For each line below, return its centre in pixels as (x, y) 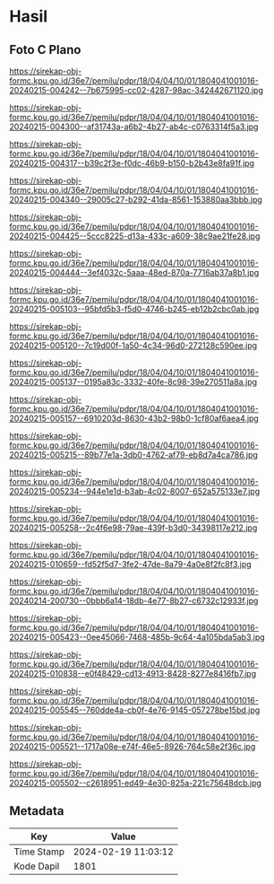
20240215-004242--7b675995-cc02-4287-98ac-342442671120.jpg (137, 90)
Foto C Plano (45, 50)
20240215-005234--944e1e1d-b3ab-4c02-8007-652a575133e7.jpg (135, 491)
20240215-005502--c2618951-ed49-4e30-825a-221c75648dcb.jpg (136, 783)
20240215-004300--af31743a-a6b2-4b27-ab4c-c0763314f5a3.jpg (134, 127)
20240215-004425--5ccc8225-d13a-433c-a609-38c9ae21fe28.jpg (135, 236)
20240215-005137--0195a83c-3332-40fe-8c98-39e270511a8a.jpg (133, 382)
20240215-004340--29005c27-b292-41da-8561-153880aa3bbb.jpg (136, 200)
